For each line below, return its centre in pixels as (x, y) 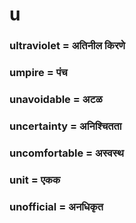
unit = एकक (35, 180)
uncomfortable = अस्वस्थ (66, 153)
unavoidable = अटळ (56, 99)
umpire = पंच (38, 73)
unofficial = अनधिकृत (56, 206)
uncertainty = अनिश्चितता (65, 126)
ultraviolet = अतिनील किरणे (67, 46)
